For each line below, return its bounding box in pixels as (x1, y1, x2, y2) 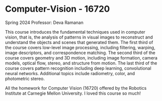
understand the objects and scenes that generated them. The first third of (5, 39, 153, 45)
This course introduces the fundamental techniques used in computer (5, 29, 145, 35)
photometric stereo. (5, 76, 45, 81)
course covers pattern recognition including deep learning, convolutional (5, 65, 151, 71)
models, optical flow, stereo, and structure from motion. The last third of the (5, 60, 158, 66)
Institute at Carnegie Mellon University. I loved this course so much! (5, 90, 141, 96)
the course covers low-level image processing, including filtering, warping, (5, 44, 156, 50)
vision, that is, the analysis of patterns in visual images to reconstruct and (5, 34, 153, 40)
